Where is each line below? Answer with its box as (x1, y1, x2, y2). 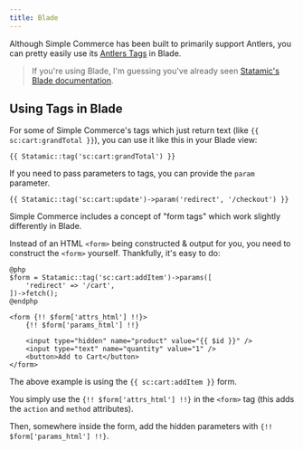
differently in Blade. (9, 221, 82, 232)
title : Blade (9, 13, 59, 23)
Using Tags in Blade (9, 101, 124, 117)
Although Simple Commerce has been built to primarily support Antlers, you (9, 38, 292, 49)
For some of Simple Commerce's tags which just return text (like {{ (9, 125, 260, 136)
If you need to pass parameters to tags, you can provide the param (9, 168, 255, 179)
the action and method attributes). (9, 404, 134, 415)
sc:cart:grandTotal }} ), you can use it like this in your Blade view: (9, 135, 258, 146)
